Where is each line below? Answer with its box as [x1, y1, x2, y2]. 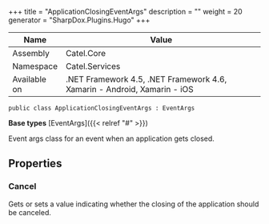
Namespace [12, 61, 58, 71]
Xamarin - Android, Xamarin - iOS [65, 84, 194, 94]
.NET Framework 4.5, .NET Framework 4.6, [65, 74, 227, 85]
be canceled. [8, 207, 52, 217]
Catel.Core [65, 48, 106, 58]
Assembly [12, 48, 50, 58]
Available [12, 74, 46, 85]
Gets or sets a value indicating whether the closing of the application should [8, 199, 259, 209]
